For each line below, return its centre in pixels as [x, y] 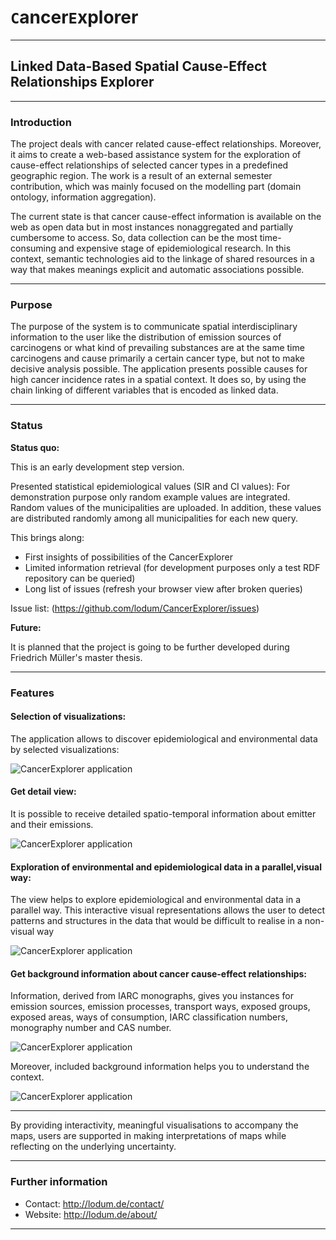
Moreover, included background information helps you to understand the [160, 1067]
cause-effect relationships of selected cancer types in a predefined [149, 165]
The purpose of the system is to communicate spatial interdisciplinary [154, 327]
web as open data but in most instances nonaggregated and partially [152, 227]
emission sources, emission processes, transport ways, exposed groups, [160, 1007]
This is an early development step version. [97, 467]
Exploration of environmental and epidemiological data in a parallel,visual [166, 867]
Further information [59, 1182]
